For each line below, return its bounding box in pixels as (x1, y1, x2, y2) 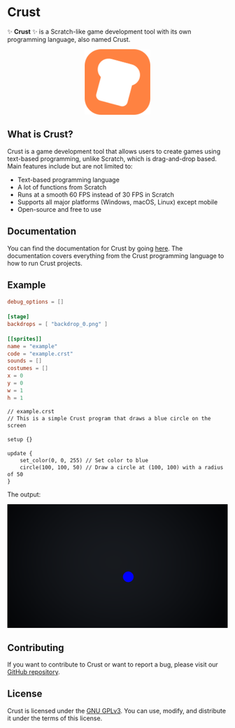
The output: (7, 490, 41, 499)
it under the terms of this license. (7, 714, 103, 722)
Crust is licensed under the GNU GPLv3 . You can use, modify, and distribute (7, 706, 226, 715)
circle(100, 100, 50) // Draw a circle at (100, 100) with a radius (20, 464, 224, 471)
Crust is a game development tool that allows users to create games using (7, 147, 221, 155)
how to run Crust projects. (7, 259, 83, 267)
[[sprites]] (7, 335, 42, 343)
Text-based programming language (17, 176, 120, 184)
